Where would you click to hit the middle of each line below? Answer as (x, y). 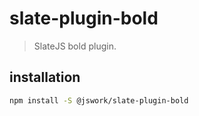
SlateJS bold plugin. (75, 46)
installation (45, 77)
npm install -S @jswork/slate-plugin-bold (99, 100)
